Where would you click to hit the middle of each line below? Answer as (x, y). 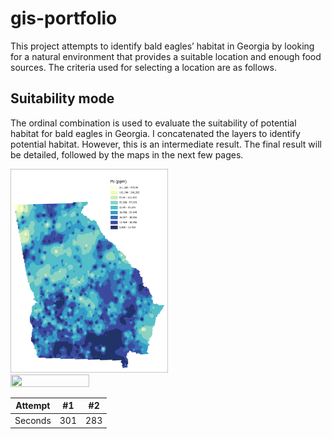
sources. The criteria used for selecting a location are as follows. (143, 67)
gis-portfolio (64, 18)
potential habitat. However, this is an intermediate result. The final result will (166, 144)
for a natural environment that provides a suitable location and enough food (166, 56)
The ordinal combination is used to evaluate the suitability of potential (153, 123)
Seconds (33, 420)
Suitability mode (62, 98)
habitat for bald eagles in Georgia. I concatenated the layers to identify (155, 133)
